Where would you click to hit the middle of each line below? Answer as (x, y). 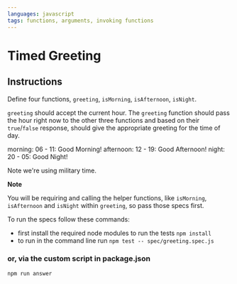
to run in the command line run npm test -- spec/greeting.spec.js (116, 240)
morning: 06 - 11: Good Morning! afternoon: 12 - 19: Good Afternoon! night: (116, 149)
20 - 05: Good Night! (38, 156)
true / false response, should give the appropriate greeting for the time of (114, 128)
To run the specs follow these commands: (68, 219)
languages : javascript (41, 14)
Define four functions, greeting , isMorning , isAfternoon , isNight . (102, 99)
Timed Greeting (54, 56)
